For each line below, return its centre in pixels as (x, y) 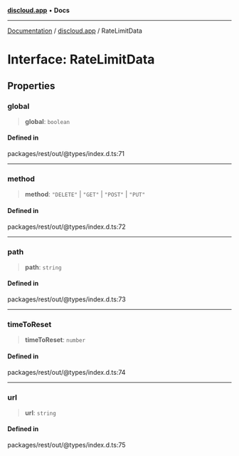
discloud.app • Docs (38, 10)
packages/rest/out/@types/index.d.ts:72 (67, 227)
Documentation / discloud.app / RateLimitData (75, 31)
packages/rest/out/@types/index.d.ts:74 (67, 372)
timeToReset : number (55, 340)
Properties (31, 86)
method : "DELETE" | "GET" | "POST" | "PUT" (85, 195)
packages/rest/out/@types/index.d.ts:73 (67, 299)
